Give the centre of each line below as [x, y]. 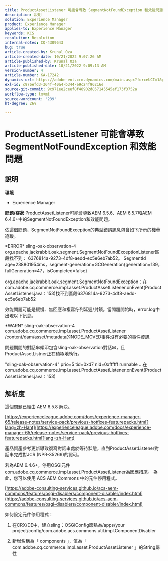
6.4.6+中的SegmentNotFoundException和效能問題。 [59, 219]
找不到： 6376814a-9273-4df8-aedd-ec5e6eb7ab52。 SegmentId [78, 258]
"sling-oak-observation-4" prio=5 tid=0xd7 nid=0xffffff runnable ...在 [76, 364]
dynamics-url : [20, 80]
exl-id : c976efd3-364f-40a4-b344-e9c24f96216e [54, 84]
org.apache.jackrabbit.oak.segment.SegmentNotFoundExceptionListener [80, 252]
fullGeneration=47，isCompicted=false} [46, 271]
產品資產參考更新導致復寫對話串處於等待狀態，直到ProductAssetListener [80, 448]
